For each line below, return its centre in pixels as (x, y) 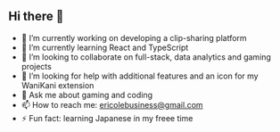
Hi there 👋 (36, 16)
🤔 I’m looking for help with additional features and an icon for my (140, 76)
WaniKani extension (58, 85)
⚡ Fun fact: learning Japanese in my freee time (107, 118)
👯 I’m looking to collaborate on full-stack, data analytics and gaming (146, 57)
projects (37, 66)
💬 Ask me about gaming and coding (87, 95)
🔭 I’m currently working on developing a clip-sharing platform (134, 37)
